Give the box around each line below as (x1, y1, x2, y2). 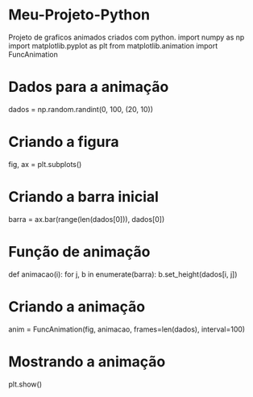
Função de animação (8, 242, 151, 261)
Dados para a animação (8, 78, 169, 96)
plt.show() (8, 379, 43, 389)
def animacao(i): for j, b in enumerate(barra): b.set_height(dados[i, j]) (8, 269, 238, 279)
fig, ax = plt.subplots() (8, 159, 82, 169)
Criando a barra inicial (8, 188, 160, 206)
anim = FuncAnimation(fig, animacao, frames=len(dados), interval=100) (8, 324, 246, 334)
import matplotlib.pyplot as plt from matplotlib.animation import (8, 40, 218, 50)
